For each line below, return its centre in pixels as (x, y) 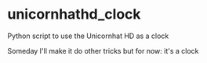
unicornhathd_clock (74, 14)
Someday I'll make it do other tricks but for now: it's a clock (103, 51)
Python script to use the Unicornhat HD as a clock (88, 36)
